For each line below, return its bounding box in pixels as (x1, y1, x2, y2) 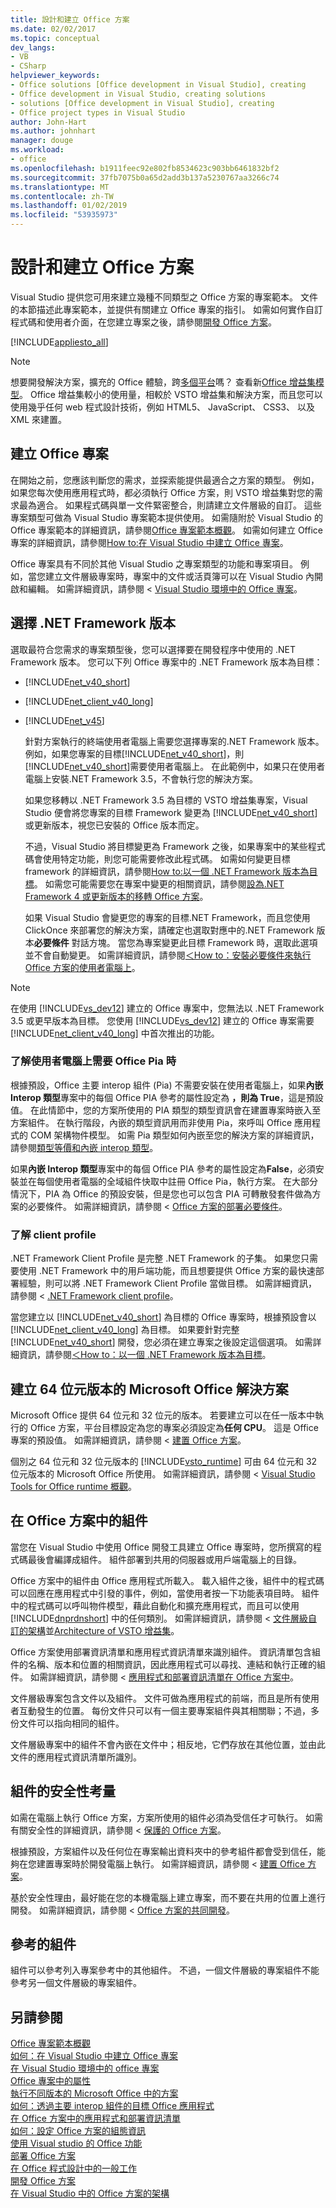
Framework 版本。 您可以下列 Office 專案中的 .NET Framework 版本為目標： (10, 656, 323, 668)
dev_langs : (10, 42, 56, 53)
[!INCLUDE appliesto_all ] (10, 336, 109, 348)
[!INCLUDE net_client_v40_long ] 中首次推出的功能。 (10, 1027, 220, 1039)
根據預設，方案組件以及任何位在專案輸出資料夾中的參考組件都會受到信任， (10, 1845, 317, 1857)
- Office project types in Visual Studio (10, 107, 186, 118)
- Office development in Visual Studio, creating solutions (10, 89, 267, 99)
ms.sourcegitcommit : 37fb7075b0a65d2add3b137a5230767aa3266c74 (10, 172, 280, 183)
